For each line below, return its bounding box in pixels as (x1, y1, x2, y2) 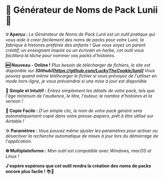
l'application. (5, 138, 33, 144)
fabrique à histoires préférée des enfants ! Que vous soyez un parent (5, 42, 146, 48)
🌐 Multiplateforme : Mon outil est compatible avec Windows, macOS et (5, 147, 152, 153)
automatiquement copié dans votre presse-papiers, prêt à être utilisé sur (5, 113, 154, 119)
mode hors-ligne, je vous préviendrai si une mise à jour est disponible (5, 78, 147, 84)
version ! (5, 98, 24, 104)
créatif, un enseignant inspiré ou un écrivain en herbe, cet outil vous (5, 47, 144, 53)
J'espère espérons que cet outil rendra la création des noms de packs (5, 163, 152, 169)
